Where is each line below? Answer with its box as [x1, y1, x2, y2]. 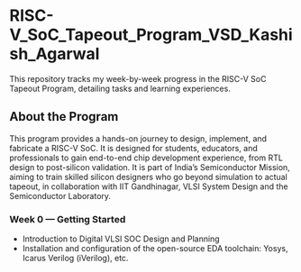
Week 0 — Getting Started [9, 213, 126, 225]
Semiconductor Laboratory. [9, 190, 111, 201]
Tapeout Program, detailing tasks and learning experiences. [9, 83, 232, 94]
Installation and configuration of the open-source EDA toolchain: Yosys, [22, 243, 288, 254]
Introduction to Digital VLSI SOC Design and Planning [22, 233, 220, 244]
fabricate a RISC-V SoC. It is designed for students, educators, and [9, 142, 259, 153]
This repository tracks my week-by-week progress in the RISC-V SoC [9, 73, 267, 84]
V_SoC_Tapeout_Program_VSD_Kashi [9, 24, 293, 45]
